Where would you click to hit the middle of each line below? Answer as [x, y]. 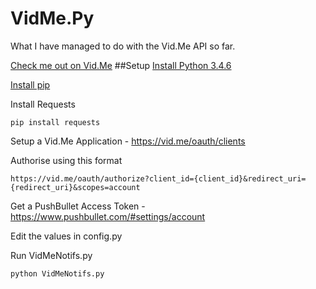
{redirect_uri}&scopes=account [75, 187]
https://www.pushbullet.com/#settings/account [108, 216]
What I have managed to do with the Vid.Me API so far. [123, 46]
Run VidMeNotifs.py [51, 255]
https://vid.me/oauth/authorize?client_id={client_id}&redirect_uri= [158, 178]
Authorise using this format [66, 160]
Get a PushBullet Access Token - [78, 206]
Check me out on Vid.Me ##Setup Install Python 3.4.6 [121, 65]
